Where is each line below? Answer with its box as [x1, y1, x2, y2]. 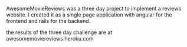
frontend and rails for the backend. [6, 18, 91, 24]
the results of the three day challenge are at [6, 29, 113, 36]
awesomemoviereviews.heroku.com [6, 35, 94, 42]
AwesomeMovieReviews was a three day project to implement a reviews [6, 5, 182, 12]
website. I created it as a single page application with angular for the [6, 11, 172, 18]
